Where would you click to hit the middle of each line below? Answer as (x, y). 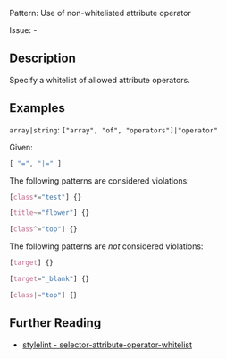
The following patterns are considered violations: (99, 180)
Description (42, 59)
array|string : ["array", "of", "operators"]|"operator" (114, 130)
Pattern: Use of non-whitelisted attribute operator (100, 13)
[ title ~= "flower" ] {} (50, 213)
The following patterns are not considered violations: (106, 246)
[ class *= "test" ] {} (46, 197)
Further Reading (55, 323)
